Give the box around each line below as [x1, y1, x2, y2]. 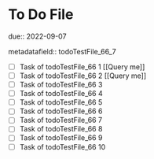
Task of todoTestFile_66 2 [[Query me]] [19, 71, 147, 80]
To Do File [8, 6, 74, 24]
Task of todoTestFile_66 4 [19, 89, 104, 98]
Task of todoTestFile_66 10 [19, 142, 106, 151]
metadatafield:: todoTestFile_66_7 [8, 46, 116, 56]
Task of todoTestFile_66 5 [19, 98, 103, 107]
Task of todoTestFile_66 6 [19, 106, 103, 116]
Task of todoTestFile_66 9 [19, 133, 103, 142]
